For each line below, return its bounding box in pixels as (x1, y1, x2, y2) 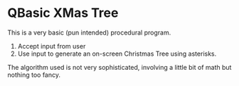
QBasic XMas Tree (7, 5, 119, 21)
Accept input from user (17, 42, 86, 50)
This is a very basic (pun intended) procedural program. (7, 28, 171, 37)
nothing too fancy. (7, 70, 60, 79)
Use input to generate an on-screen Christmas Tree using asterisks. (17, 49, 217, 58)
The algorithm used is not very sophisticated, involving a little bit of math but (7, 63, 232, 71)
